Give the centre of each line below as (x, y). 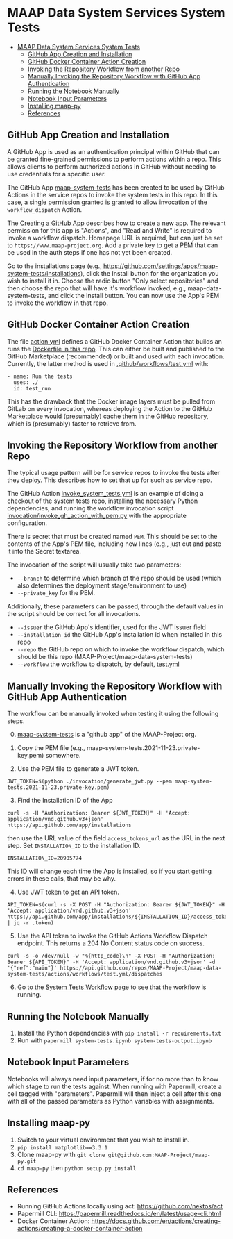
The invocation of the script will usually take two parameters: (94, 565)
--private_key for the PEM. (56, 593)
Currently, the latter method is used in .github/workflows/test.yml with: (108, 363)
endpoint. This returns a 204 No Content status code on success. (111, 943)
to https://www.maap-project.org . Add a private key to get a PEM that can (113, 245)
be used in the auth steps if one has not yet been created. (90, 252)
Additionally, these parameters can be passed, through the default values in (115, 606)
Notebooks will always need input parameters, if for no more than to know (113, 1079)
